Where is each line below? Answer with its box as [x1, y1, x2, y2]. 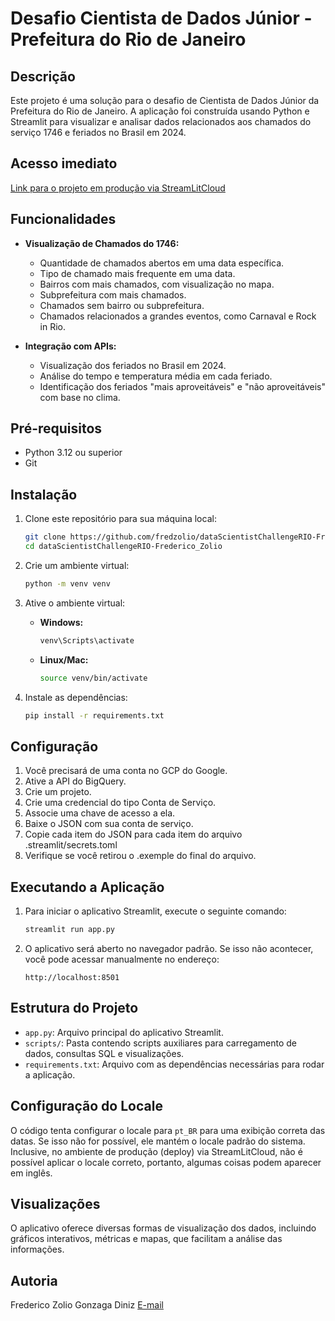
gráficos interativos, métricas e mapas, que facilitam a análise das [10, 1233, 283, 1245]
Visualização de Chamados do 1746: [24, 237, 180, 249]
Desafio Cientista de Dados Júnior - [10, 7, 313, 30]
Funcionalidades [10, 211, 117, 228]
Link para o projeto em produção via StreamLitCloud [10, 182, 226, 194]
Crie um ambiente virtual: [24, 560, 130, 571]
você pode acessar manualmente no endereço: [24, 953, 220, 965]
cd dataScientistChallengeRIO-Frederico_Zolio [24, 542, 223, 552]
